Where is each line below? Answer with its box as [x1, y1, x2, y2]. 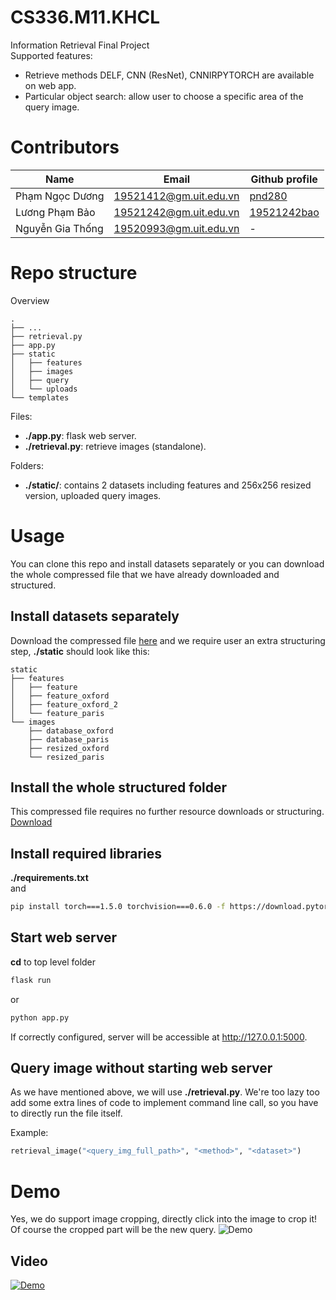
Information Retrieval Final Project [10, 39, 150, 51]
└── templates [10, 392, 70, 403]
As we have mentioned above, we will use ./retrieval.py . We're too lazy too [10, 1086, 320, 1098]
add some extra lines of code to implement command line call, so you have [10, 1097, 319, 1109]
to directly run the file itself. [10, 1107, 123, 1120]
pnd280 [249, 189, 288, 203]
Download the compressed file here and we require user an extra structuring [10, 634, 326, 646]
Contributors [10, 136, 120, 159]
